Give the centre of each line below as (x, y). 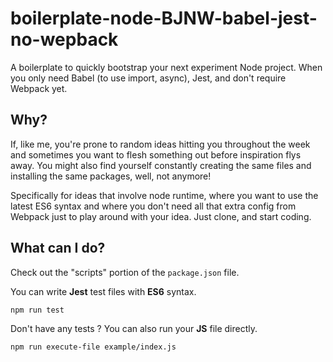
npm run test (37, 310)
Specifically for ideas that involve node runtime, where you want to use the (164, 195)
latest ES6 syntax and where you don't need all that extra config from (153, 206)
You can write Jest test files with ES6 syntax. (103, 291)
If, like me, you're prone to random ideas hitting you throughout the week (160, 144)
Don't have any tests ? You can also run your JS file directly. (134, 328)
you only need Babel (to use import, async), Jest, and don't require (148, 78)
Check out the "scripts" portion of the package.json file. (125, 272)
